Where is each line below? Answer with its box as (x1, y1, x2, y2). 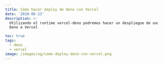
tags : (5, 38, 16, 43)
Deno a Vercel (9, 25, 38, 30)
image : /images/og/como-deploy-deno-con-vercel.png (5, 51, 112, 56)
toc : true (5, 34, 25, 38)
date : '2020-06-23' (5, 12, 45, 16)
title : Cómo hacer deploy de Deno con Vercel (5, 7, 98, 12)
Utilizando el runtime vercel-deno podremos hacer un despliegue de (9, 20, 151, 26)
